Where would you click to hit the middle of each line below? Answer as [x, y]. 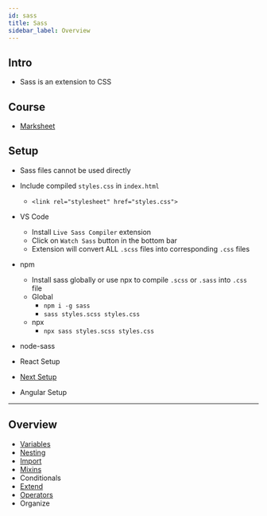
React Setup [40, 361]
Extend [31, 486]
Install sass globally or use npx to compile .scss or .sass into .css [139, 279]
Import [31, 461]
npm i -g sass [67, 306]
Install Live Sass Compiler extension [91, 232]
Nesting [33, 452]
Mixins [31, 469]
